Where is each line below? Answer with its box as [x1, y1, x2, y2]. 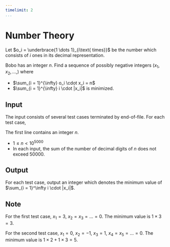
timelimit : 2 [5, 7, 33, 13]
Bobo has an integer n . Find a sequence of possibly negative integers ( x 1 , [5, 62, 160, 69]
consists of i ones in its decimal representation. [5, 52, 105, 58]
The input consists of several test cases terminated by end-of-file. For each [5, 113, 165, 120]
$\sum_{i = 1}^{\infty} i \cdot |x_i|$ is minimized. [12, 85, 114, 91]
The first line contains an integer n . [5, 129, 79, 135]
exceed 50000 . [12, 151, 45, 157]
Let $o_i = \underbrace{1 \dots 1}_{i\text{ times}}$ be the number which [5, 47, 157, 53]
